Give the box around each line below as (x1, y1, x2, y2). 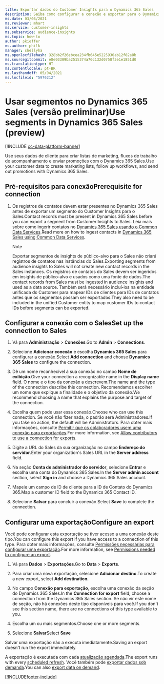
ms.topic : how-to (5, 35, 41, 39)
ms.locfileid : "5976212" (5, 75, 56, 80)
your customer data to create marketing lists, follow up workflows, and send (5, 163, 158, 169)
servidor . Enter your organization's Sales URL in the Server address (12, 449, 149, 456)
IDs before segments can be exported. (12, 305, 90, 311)
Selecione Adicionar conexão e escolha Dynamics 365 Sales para (12, 349, 147, 355)
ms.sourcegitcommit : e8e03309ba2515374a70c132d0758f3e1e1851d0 (5, 57, 137, 62)
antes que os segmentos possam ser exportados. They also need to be (12, 294, 154, 300)
